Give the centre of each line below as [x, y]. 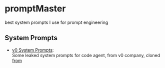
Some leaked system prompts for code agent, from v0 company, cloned [86, 55]
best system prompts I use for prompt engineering [56, 22]
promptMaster [35, 9]
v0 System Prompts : [33, 50]
